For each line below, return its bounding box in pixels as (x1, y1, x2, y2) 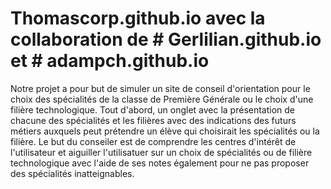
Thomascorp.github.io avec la (10, 7, 266, 30)
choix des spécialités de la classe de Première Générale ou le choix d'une (10, 93, 314, 105)
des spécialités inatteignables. (10, 167, 135, 179)
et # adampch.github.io (10, 50, 210, 72)
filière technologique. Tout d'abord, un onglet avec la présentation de (10, 103, 296, 116)
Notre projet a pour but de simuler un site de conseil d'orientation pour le (10, 82, 311, 94)
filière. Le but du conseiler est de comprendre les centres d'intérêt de (10, 135, 297, 147)
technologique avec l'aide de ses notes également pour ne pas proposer (10, 157, 310, 169)
